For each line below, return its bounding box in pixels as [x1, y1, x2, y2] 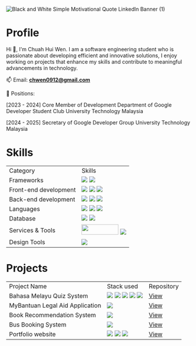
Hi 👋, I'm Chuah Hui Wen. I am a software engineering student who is [6, 45, 174, 52]
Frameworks [9, 176, 44, 184]
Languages [9, 205, 40, 213]
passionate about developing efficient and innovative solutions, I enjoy [6, 52, 177, 59]
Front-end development [9, 186, 76, 194]
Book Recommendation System [9, 311, 96, 319]
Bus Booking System [9, 320, 67, 328]
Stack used [107, 282, 139, 290]
